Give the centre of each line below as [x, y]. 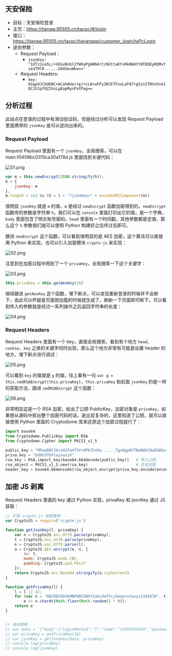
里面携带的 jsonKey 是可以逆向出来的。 [46, 125]
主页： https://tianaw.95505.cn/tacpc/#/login [59, 29]
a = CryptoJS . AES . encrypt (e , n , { [51, 549]
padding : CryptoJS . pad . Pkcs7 [55, 563]
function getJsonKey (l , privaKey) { [44, 530]
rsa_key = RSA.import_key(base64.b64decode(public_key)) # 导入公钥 [81, 460]
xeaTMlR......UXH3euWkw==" [57, 69]
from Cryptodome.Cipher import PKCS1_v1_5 [51, 441]
